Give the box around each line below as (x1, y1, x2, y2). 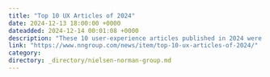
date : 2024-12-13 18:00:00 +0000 (8, 19, 121, 27)
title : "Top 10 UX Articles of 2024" (8, 11, 136, 20)
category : (8, 49, 42, 57)
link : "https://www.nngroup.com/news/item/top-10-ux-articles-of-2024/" (8, 42, 259, 50)
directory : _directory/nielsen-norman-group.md (8, 57, 172, 65)
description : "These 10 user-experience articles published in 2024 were (8, 34, 263, 43)
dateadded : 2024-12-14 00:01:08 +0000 (8, 26, 139, 34)
